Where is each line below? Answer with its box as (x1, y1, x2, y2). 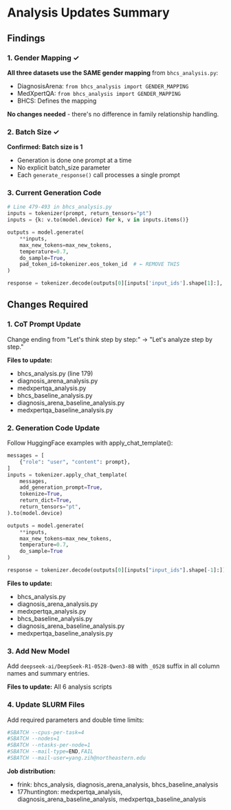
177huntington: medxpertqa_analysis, (16, 787, 122, 796)
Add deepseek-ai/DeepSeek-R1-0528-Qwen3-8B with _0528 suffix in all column (7, 662, 220, 670)
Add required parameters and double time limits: (7, 716, 144, 724)
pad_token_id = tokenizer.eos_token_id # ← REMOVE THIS (19, 261, 180, 268)
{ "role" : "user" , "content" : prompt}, (19, 458, 131, 465)
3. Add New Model (7, 646, 70, 656)
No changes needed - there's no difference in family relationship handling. (7, 110, 219, 118)
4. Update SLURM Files (7, 700, 85, 709)
